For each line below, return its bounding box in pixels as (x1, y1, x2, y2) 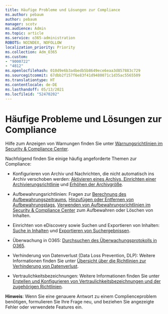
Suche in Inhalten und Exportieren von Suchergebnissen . (12, 227, 131, 234)
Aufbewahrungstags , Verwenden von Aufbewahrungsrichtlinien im (12, 202, 151, 208)
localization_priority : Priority (5, 45, 75, 50)
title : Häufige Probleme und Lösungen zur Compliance (5, 7, 121, 13)
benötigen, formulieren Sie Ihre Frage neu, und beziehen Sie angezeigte (5, 299, 154, 305)
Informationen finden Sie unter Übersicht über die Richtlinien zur (12, 258, 146, 264)
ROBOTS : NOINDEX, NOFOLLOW (5, 40, 62, 45)
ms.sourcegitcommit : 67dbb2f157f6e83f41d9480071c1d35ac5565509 (5, 73, 141, 78)
